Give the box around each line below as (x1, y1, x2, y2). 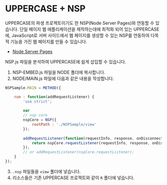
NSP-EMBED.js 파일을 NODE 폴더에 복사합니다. (12, 69, 106, 75)
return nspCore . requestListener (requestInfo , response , (31, 140, 150, 145)
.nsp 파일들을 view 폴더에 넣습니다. (12, 168, 81, 174)
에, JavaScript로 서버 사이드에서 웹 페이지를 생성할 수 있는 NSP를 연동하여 (5, 32, 150, 38)
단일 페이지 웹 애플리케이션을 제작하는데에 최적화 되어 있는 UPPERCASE (19, 26, 160, 32)
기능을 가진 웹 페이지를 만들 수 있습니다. (10, 38, 87, 45)
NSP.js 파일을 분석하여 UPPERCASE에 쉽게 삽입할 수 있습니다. (5, 59, 126, 64)
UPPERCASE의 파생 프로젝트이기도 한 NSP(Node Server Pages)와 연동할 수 (5, 20, 155, 26)
